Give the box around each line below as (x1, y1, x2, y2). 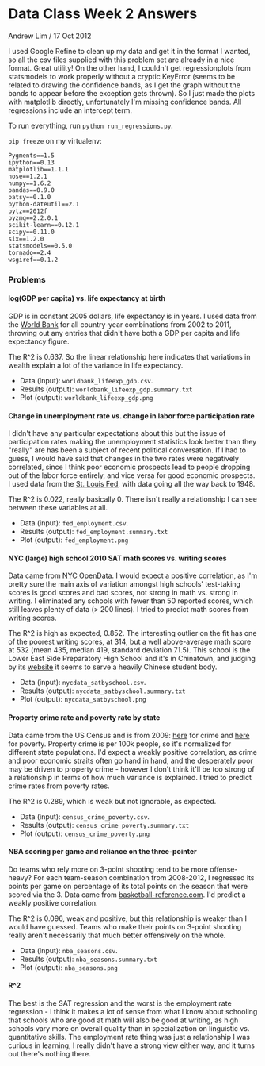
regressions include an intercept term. (8, 105, 133, 115)
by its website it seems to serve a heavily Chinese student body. (8, 662, 218, 672)
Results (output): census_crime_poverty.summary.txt (19, 820, 190, 829)
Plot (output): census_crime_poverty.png (19, 829, 150, 838)
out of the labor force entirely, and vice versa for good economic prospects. (8, 471, 256, 480)
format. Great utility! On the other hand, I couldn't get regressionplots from (8, 63, 252, 72)
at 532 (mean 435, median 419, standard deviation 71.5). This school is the (8, 645, 251, 655)
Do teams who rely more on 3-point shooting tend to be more (8, 864, 208, 874)
